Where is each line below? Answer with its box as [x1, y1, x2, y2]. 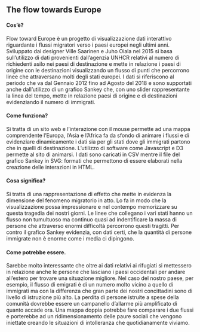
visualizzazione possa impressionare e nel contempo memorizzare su [6, 203, 177, 210]
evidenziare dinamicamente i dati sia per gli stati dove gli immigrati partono [6, 138, 190, 145]
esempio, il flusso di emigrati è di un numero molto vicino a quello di [6, 281, 174, 288]
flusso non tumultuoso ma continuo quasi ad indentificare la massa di [6, 216, 177, 223]
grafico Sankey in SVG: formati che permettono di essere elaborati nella [6, 157, 183, 164]
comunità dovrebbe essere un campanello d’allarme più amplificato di [6, 300, 177, 307]
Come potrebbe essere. [6, 248, 66, 256]
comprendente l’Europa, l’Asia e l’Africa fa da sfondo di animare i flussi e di [6, 132, 190, 139]
